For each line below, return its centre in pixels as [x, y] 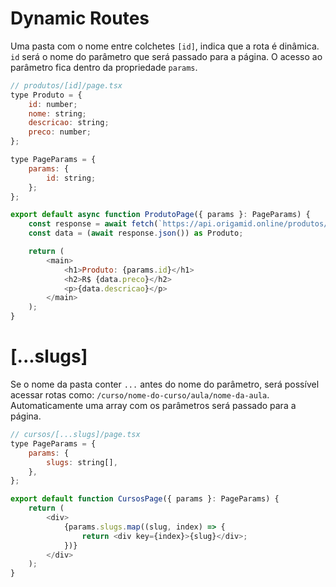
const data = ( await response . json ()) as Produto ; [136, 233]
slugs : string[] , [82, 462]
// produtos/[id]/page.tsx [66, 85]
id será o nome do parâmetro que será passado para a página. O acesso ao [166, 56]
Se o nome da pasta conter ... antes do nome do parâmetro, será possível [165, 384]
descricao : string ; [69, 123]
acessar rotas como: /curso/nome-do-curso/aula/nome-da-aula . [140, 395]
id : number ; [53, 104]
